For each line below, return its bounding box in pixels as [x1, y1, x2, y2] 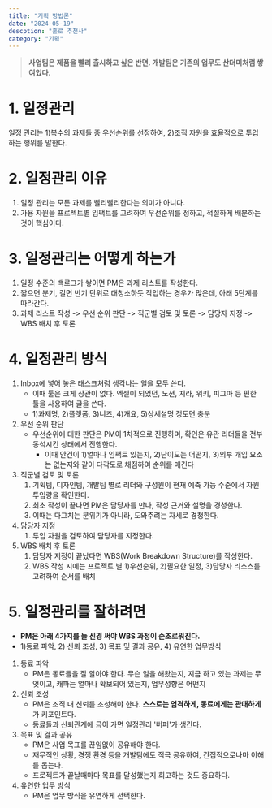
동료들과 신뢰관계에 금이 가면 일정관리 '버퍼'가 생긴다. [32, 719, 201, 729]
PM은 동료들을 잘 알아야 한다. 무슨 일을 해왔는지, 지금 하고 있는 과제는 [32, 668, 253, 678]
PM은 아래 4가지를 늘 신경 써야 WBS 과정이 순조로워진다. [19, 631, 201, 641]
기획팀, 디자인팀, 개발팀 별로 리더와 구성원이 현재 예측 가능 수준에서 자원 [32, 480, 260, 490]
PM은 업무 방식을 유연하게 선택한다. [32, 790, 146, 800]
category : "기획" [8, 34, 63, 43]
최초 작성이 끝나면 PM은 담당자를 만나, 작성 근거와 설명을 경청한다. [32, 500, 243, 510]
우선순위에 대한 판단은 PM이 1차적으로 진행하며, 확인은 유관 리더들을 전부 [32, 430, 263, 439]
